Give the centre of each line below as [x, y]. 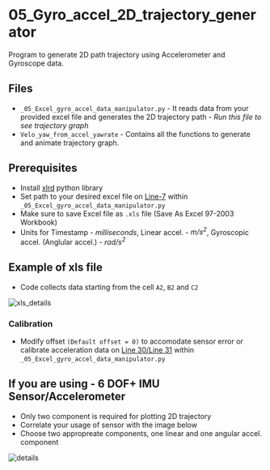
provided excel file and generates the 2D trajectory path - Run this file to [141, 117]
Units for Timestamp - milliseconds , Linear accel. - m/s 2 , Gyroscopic [134, 231]
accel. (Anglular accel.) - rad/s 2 [73, 241]
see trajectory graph [54, 125]
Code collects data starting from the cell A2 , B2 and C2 [109, 287]
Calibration [31, 323]
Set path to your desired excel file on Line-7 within [104, 196]
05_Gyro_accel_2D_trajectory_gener [133, 15]
